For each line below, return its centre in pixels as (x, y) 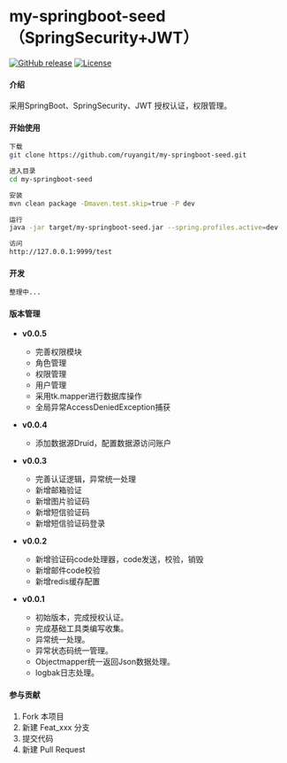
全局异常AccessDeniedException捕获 (102, 407)
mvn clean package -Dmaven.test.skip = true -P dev (102, 204)
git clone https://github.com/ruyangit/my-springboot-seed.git (128, 155)
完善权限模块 (58, 352)
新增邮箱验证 (58, 490)
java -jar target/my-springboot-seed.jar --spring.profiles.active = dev (143, 227)
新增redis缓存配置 (68, 582)
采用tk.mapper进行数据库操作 (89, 397)
